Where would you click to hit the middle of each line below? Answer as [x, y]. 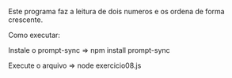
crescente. [26, 20]
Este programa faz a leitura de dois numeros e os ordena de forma [116, 11]
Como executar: [34, 35]
